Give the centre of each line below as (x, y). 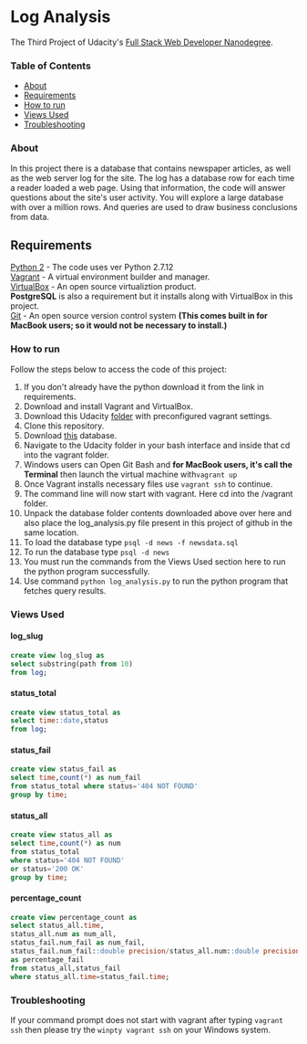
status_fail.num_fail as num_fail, (78, 943)
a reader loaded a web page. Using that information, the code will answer (148, 187)
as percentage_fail (47, 960)
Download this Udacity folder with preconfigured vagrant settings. (148, 416)
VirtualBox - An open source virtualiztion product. (103, 287)
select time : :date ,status (59, 721)
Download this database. (70, 435)
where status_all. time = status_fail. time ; (90, 976)
